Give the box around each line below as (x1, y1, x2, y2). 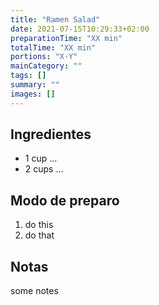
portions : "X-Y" (10, 52, 78, 62)
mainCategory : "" (10, 61, 83, 71)
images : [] (10, 89, 56, 99)
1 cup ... (24, 152, 58, 165)
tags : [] (10, 71, 47, 81)
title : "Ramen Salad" (10, 14, 101, 25)
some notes (10, 285, 59, 297)
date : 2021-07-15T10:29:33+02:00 (10, 24, 150, 34)
